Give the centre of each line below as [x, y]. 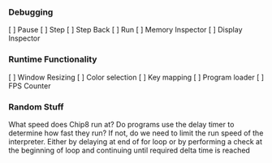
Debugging [31, 12]
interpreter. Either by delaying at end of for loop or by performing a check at [135, 141]
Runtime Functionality [53, 59]
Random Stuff [36, 106]
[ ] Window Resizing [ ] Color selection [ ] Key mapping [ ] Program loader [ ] [136, 77]
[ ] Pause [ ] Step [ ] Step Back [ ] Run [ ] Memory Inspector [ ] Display [125, 30]
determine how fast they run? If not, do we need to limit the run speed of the [136, 133]
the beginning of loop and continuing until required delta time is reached [129, 150]
